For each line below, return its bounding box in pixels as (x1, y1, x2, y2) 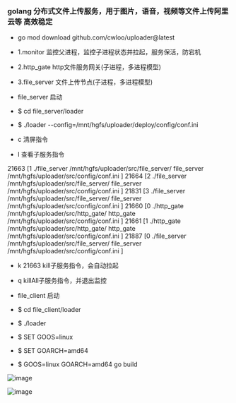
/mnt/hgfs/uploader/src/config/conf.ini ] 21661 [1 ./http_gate (7, 217, 182, 225)
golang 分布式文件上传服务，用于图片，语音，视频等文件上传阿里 (7, 6, 229, 16)
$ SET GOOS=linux (17, 333, 73, 342)
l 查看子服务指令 (17, 150, 65, 159)
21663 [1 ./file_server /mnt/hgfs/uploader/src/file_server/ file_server (7, 164, 204, 173)
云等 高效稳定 (7, 16, 53, 26)
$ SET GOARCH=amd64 (17, 347, 88, 355)
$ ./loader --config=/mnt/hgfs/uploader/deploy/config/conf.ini (17, 121, 199, 129)
